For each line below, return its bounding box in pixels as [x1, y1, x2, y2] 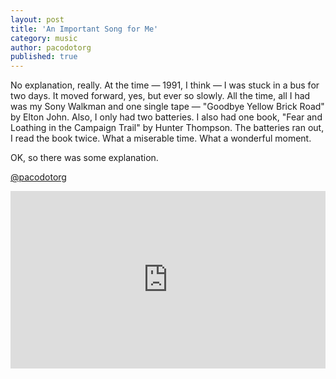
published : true [10, 52, 78, 62]
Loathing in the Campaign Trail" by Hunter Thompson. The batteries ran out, [10, 122, 325, 134]
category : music [10, 33, 78, 43]
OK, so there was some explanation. [10, 152, 159, 164]
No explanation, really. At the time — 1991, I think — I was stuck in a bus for [10, 79, 320, 91]
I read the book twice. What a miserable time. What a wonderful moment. [10, 132, 312, 145]
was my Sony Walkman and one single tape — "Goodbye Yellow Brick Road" [10, 101, 325, 113]
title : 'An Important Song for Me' [10, 24, 159, 34]
